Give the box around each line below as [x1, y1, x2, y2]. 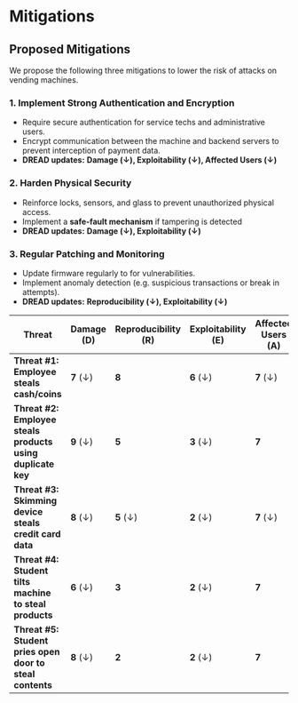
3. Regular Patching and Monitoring [9, 247, 166, 260]
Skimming [13, 494, 58, 507]
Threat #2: [13, 402, 59, 414]
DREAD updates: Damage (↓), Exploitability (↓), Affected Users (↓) [21, 155, 278, 165]
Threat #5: [13, 623, 59, 635]
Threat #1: [13, 354, 59, 366]
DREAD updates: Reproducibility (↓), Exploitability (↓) [21, 296, 228, 307]
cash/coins [13, 387, 62, 400]
